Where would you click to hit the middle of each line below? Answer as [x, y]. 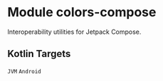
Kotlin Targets [39, 54]
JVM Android [24, 71]
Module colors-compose [82, 12]
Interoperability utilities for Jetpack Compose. [74, 32]
